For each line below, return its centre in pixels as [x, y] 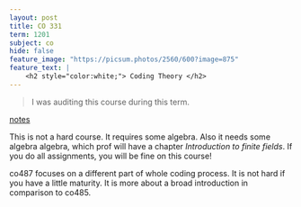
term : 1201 [30, 34]
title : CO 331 [36, 26]
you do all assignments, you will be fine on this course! [111, 156]
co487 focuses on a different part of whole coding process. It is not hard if [147, 173]
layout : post [34, 18]
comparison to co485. [50, 192]
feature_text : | [40, 68]
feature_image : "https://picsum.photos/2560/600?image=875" [124, 59]
